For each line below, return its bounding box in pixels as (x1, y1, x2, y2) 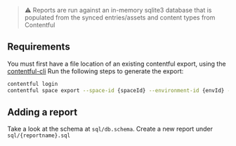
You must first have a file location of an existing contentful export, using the (7, 59, 226, 68)
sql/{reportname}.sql (7, 132, 71, 139)
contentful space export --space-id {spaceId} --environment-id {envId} (7, 87, 225, 94)
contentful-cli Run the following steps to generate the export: (7, 66, 184, 75)
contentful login (7, 80, 58, 87)
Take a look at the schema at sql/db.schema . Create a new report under (7, 125, 213, 133)
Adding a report (7, 106, 78, 118)
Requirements (7, 41, 70, 53)
